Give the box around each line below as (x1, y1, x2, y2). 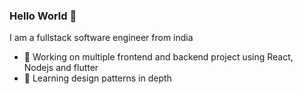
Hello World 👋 (9, 9, 77, 23)
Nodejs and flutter (23, 62, 99, 74)
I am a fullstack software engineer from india (9, 32, 194, 44)
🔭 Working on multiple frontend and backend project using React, (23, 51, 294, 63)
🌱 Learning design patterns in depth (23, 72, 172, 84)
